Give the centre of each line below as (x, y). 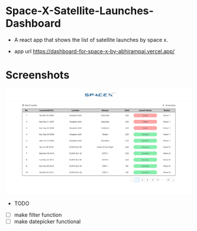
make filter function (38, 214)
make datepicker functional (47, 221)
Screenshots (38, 75)
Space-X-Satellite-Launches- (80, 11)
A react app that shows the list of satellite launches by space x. (91, 40)
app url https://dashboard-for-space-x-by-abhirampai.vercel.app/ (94, 51)
